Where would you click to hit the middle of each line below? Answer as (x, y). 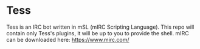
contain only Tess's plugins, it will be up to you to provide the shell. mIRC (98, 33)
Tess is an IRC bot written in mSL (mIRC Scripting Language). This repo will (100, 27)
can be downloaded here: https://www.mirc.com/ (68, 39)
